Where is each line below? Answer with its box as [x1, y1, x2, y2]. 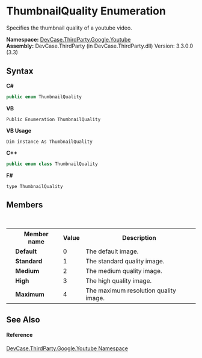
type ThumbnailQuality [6, 183, 63, 189]
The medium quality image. [85, 267, 162, 275]
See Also [6, 315, 40, 325]
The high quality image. [85, 277, 152, 285]
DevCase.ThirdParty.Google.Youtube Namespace [6, 345, 128, 352]
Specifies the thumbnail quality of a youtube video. [6, 24, 132, 31]
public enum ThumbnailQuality [6, 93, 82, 100]
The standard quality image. [85, 257, 165, 266]
